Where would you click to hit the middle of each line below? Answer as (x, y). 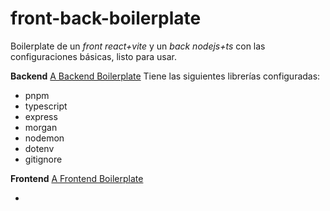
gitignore (43, 159)
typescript (46, 106)
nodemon (44, 138)
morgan (41, 127)
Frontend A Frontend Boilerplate (77, 178)
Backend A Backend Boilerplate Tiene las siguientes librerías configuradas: (165, 76)
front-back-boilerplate (106, 18)
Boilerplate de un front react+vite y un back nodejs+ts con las (138, 46)
